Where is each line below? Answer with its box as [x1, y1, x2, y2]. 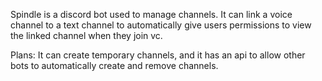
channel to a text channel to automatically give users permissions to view [10, 19, 312, 31]
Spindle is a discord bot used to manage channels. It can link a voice [10, 9, 293, 20]
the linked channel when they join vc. [10, 30, 163, 41]
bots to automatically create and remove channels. [10, 60, 219, 71]
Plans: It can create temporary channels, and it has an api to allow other [10, 49, 306, 61]
